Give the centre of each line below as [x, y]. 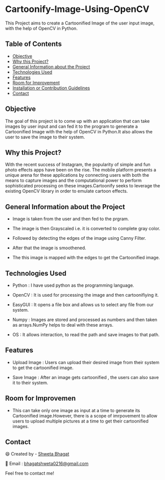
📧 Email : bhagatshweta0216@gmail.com [47, 464]
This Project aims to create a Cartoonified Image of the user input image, [80, 23]
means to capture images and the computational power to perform [74, 180]
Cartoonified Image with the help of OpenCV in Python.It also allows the [79, 131]
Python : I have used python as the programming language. [73, 285]
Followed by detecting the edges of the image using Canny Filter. [79, 238]
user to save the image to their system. [45, 137]
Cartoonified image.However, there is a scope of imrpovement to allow [85, 416]
